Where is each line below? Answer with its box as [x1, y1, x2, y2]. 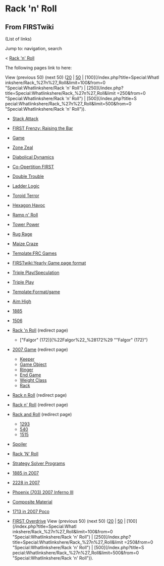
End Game [19, 372, 41, 378]
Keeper [19, 356, 35, 362]
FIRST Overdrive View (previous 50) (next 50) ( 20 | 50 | [12, 518, 126, 524]
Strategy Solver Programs [12, 460, 65, 466]
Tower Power [12, 221, 40, 227]
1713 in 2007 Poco [12, 508, 50, 514]
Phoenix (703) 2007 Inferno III [12, 490, 74, 495]
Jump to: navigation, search [5, 46, 62, 51]
